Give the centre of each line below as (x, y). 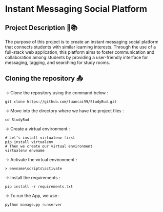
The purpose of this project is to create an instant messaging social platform (82, 42)
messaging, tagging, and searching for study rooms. (58, 63)
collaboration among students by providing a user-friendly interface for (77, 57)
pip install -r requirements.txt (39, 187)
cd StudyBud (17, 120)
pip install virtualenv (29, 142)
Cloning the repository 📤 (44, 78)
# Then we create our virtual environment (49, 146)
